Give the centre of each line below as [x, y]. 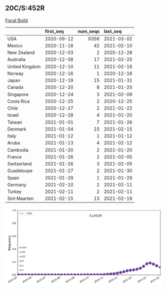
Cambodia [18, 150]
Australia [16, 59]
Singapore [18, 94]
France [14, 156]
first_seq [54, 31]
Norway [15, 73]
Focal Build [17, 20]
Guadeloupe [20, 171]
